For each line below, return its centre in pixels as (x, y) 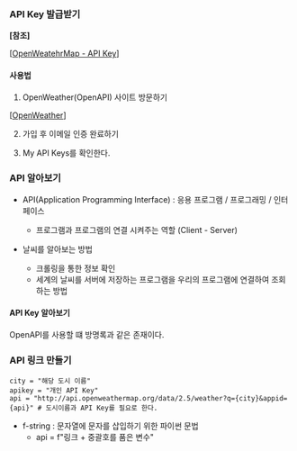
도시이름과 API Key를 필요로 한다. (102, 408)
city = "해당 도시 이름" (50, 381)
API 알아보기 (35, 178)
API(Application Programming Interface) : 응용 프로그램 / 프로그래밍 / (147, 199)
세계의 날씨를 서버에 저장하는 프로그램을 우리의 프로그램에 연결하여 (153, 279)
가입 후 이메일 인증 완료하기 (71, 133)
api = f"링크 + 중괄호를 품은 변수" (95, 437)
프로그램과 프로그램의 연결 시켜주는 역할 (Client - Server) (137, 230)
